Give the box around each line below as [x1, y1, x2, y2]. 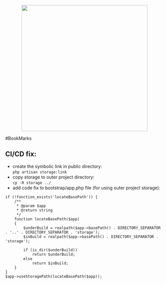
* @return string [16, 207, 53, 213]
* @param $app [16, 203, 46, 208]
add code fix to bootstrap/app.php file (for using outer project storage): [12, 185, 160, 191]
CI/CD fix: [5, 150, 37, 158]
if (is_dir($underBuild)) [23, 247, 78, 252]
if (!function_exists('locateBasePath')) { [5, 194, 98, 199]
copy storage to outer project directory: [12, 174, 95, 180]
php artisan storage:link [12, 169, 67, 175]
